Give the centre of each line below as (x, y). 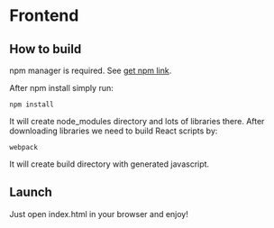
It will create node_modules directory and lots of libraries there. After (137, 121)
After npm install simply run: (62, 88)
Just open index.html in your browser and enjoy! (99, 214)
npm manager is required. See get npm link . (91, 70)
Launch (31, 192)
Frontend (44, 16)
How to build (46, 49)
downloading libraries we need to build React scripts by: (114, 131)
